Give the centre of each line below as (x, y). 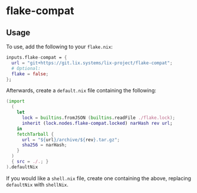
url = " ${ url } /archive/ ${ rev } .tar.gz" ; (70, 139)
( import (16, 101)
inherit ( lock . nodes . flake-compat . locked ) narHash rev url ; (97, 123)
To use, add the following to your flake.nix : (60, 46)
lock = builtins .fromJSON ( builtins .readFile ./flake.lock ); (98, 118)
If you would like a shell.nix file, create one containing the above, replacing (99, 178)
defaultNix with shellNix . (37, 184)
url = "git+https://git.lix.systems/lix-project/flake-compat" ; (92, 63)
